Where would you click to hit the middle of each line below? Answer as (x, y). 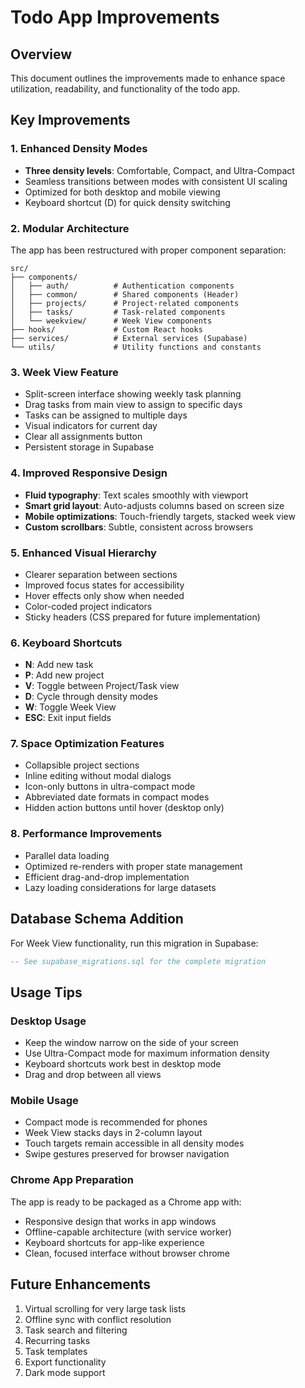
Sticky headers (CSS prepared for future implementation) (142, 617)
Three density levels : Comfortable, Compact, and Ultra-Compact (159, 170)
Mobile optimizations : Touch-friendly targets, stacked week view (160, 516)
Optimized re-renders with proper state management (133, 866)
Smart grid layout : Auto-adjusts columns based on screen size (154, 505)
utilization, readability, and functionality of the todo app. (125, 89)
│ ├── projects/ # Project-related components (125, 303)
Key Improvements (70, 120)
